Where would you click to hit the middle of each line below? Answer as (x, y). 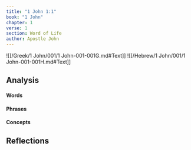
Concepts (18, 122)
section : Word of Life (34, 34)
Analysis (23, 80)
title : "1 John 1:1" (32, 11)
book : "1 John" (25, 17)
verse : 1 (17, 28)
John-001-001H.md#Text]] (39, 62)
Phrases (17, 109)
